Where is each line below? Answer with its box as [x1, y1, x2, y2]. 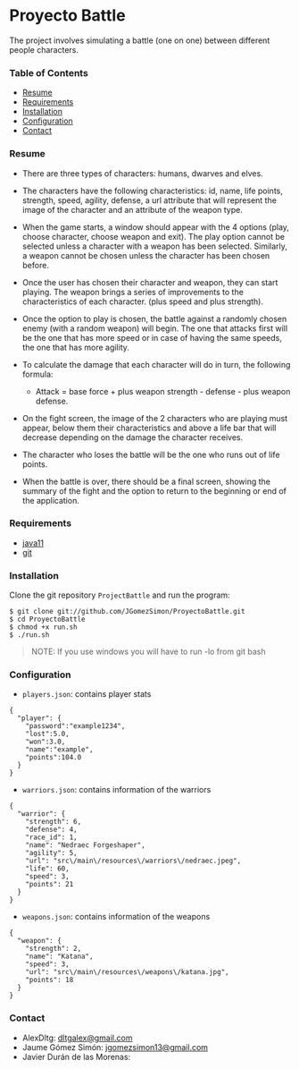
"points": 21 [25, 880, 74, 889]
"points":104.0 [25, 753, 82, 762]
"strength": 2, [25, 945, 82, 954]
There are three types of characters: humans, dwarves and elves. [21, 167, 263, 179]
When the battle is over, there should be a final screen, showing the [21, 476, 270, 487]
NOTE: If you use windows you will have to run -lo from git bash [30, 646, 266, 658]
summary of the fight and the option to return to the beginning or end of [21, 485, 287, 496]
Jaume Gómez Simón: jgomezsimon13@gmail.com [21, 1041, 208, 1052]
